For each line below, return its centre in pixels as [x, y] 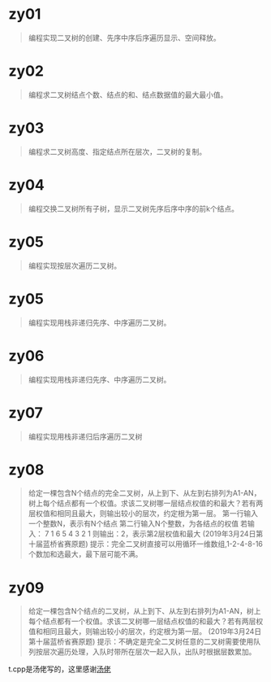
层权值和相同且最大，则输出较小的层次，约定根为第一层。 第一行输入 [143, 514]
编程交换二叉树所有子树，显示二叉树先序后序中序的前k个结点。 [133, 208]
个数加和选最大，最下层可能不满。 [85, 554]
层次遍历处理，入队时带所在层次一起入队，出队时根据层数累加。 [149, 652]
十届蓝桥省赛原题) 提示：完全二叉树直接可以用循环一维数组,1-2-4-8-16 [146, 544]
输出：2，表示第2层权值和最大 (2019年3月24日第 [181, 534]
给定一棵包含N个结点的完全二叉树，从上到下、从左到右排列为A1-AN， [144, 493]
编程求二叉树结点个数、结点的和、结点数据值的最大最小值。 [128, 94]
